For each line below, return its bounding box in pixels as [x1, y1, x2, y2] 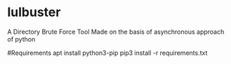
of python [7, 34, 36, 43]
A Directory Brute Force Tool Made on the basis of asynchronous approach [7, 27, 225, 36]
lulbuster [7, 4, 61, 20]
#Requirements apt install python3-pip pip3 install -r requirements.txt [7, 49, 208, 57]
